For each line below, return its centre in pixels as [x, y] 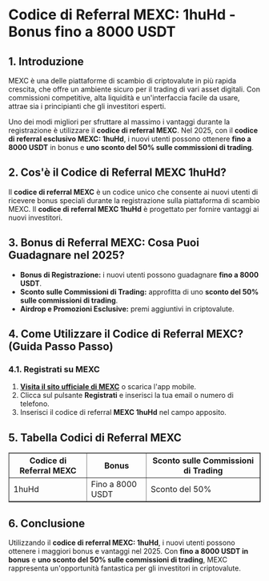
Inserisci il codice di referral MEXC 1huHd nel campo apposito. [123, 412]
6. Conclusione [47, 523]
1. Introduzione [46, 61]
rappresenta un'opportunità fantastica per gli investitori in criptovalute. [125, 568]
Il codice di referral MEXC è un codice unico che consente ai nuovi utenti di [133, 192]
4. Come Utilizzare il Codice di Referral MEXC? [126, 334]
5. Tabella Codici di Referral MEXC [95, 438]
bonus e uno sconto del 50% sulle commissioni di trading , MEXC [118, 559]
